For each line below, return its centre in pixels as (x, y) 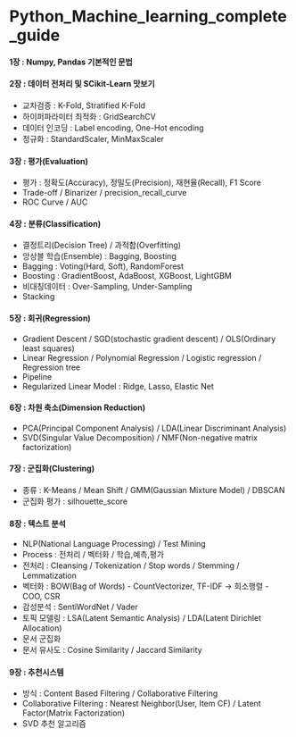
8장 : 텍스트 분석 (38, 523)
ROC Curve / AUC (55, 202)
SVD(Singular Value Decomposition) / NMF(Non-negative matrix (140, 437)
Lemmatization (49, 576)
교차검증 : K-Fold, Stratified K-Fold (83, 105)
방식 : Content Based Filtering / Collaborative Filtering (120, 693)
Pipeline (37, 376)
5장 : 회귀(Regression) (50, 318)
